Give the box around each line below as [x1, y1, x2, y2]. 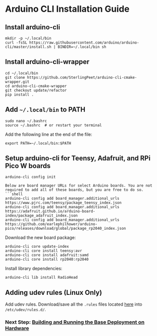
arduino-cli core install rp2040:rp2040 [5, 257, 89, 262]
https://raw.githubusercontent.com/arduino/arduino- [29, 40, 139, 45]
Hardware [5, 325, 29, 332]
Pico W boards [5, 162, 51, 170]
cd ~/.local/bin [5, 71, 38, 75]
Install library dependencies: [5, 265, 63, 271]
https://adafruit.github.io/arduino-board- [5, 209, 96, 214]
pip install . [5, 92, 34, 97]
